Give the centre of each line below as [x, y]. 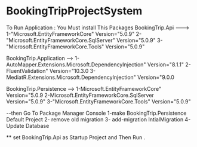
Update [16, 125]
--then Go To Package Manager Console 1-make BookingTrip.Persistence [96, 113]
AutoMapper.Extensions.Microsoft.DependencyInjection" [76, 65]
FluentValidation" [27, 71]
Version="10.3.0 [69, 71]
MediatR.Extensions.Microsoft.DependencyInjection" [71, 77]
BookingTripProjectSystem [74, 11]
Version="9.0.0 [156, 77]
